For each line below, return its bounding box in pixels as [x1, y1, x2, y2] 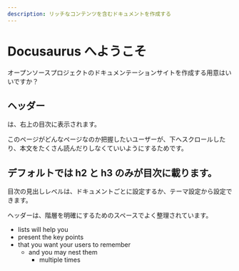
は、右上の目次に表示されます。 [7, 120, 101, 129]
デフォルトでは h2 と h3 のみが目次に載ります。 [7, 166, 218, 179]
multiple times [39, 255, 81, 264]
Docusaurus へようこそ [7, 43, 147, 59]
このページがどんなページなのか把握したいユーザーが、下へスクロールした [7, 135, 226, 144]
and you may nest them [28, 248, 98, 257]
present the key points [17, 233, 84, 242]
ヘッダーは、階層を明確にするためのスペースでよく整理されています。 [7, 211, 213, 220]
